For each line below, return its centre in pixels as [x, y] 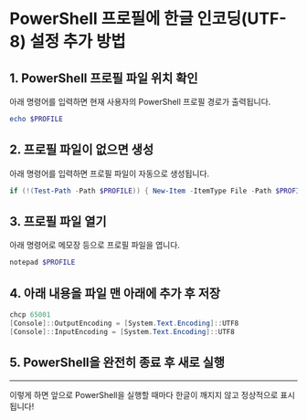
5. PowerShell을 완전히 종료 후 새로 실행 [117, 363]
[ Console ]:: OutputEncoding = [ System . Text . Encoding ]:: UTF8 [124, 323]
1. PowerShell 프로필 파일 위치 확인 [104, 78]
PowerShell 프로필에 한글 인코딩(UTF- [148, 19]
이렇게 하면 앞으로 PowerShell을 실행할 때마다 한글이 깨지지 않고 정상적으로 [144, 394]
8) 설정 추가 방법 [68, 42]
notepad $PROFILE [42, 262]
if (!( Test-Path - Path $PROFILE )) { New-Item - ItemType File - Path [141, 191]
